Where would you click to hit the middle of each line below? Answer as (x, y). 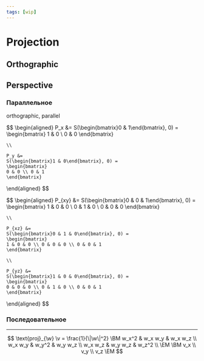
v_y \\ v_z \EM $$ (102, 351)
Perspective (30, 85)
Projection (33, 42)
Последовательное (36, 319)
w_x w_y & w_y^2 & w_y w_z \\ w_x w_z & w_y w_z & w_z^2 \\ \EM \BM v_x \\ (102, 345)
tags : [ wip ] (21, 12)
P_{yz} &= (19, 271)
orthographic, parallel (33, 116)
